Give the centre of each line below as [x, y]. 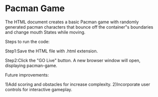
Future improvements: [27, 75]
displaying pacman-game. [31, 65]
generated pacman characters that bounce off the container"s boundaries [79, 27]
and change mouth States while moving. [45, 32]
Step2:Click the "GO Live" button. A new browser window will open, [73, 60]
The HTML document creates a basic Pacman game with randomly [72, 22]
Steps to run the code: [27, 41]
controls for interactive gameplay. [39, 89]
